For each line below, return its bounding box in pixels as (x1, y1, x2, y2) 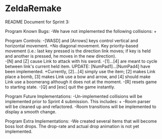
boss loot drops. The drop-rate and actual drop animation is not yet (5, 123, 139, 129)
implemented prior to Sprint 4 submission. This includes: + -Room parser (5, 98, 151, 104)
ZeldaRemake (5, 3, 62, 14)
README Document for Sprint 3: (5, 19, 70, 25)
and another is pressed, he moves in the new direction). (5, 53, 116, 59)
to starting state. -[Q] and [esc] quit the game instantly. (5, 84, 115, 90)
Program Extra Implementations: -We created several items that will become (5, 118, 157, 124)
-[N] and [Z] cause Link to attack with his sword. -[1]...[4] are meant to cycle (5, 58, 158, 64)
